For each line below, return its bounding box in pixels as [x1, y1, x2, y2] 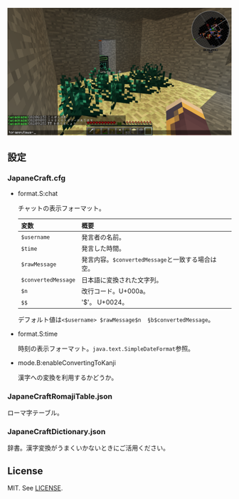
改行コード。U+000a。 [81, 287, 149, 295]
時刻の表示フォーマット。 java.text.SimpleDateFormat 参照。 [17, 344, 194, 353]
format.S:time [17, 329, 58, 338]
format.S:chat [17, 190, 58, 198]
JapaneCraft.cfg [7, 173, 66, 182]
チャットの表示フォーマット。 [17, 204, 105, 212]
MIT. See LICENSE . [7, 484, 63, 493]
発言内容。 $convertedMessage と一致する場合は [81, 255, 217, 264]
